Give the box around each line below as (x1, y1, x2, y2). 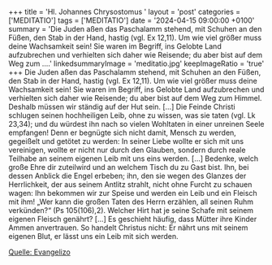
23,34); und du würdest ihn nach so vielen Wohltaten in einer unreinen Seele (8, 119, 265, 128)
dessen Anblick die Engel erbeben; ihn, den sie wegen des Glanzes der (8, 171, 247, 180)
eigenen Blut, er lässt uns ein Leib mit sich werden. (8, 232, 179, 241)
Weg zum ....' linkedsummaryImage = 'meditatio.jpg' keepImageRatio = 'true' (8, 59, 265, 68)
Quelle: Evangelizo (8, 247, 71, 257)
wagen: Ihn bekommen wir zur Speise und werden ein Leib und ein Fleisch (8, 189, 257, 198)
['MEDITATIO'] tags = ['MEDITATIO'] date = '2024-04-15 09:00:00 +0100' (8, 15, 255, 25)
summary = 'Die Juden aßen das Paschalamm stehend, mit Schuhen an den (8, 24, 262, 33)
